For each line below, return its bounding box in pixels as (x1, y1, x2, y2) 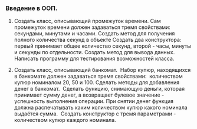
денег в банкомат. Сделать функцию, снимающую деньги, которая (14, 85, 185, 92)
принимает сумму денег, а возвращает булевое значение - (14, 91, 165, 98)
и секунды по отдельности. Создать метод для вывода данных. (14, 49, 175, 56)
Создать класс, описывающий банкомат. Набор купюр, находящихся (14, 67, 191, 74)
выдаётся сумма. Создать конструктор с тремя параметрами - (14, 110, 176, 117)
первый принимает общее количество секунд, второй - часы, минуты (14, 42, 191, 49)
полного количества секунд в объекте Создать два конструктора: (14, 37, 182, 44)
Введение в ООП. (5, 4, 58, 12)
